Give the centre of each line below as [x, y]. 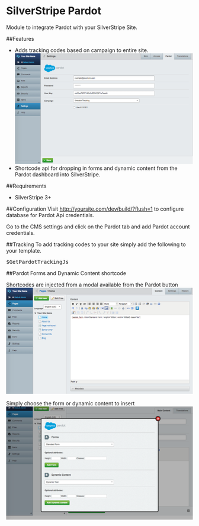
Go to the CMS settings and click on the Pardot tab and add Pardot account [98, 227]
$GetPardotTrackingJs [38, 262]
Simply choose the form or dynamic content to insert [70, 403]
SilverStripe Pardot [54, 11]
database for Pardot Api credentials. [50, 215]
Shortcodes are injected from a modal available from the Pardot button [92, 285]
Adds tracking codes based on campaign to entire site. [81, 50]
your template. [24, 250]
